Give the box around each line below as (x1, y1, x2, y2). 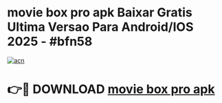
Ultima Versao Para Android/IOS (7, 19, 194, 35)
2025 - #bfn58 (7, 34, 93, 49)
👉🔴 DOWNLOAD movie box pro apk (7, 82, 215, 97)
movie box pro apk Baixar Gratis (7, 5, 192, 20)
